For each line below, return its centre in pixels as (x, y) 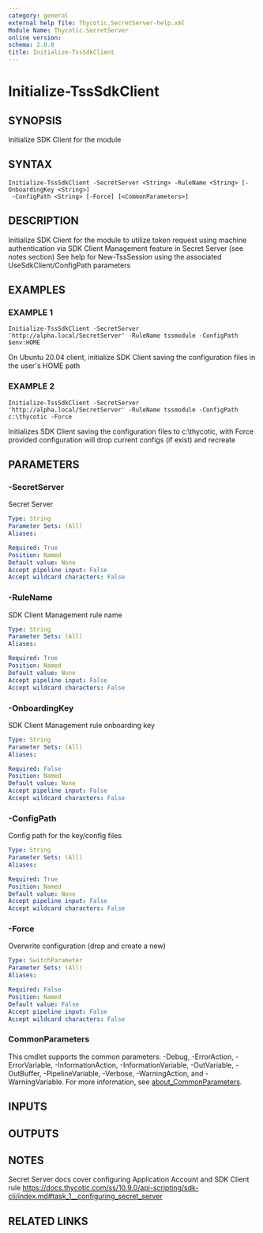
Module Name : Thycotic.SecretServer (68, 30)
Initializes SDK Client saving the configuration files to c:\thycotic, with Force (131, 431)
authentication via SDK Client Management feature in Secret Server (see (126, 248)
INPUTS (28, 1107)
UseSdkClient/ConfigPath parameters (70, 265)
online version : (35, 38)
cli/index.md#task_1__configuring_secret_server (86, 1197)
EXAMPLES (37, 290)
